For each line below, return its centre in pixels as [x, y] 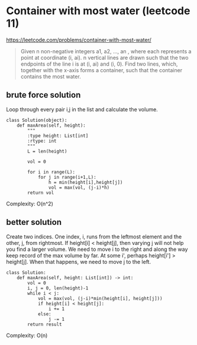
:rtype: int [42, 141]
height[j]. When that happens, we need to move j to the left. [79, 262]
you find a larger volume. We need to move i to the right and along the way [97, 249]
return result [45, 324]
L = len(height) [47, 151]
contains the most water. [51, 76]
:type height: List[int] [58, 136]
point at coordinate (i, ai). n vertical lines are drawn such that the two [104, 57]
